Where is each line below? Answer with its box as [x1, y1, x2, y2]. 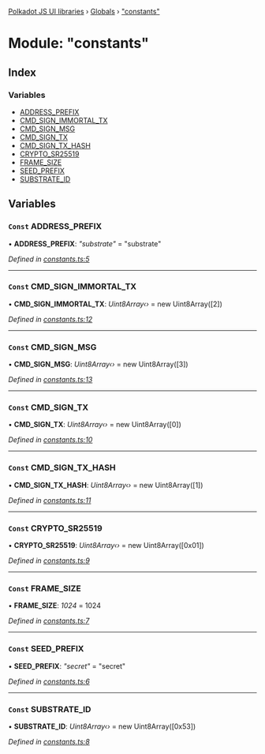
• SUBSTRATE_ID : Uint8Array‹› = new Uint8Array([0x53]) [8, 722, 196, 731]
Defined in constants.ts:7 [8, 616, 90, 626]
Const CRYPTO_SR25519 [8, 523, 103, 534]
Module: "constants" [8, 35, 150, 52]
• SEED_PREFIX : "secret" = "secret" [8, 661, 126, 670]
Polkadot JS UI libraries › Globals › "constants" [8, 7, 160, 16]
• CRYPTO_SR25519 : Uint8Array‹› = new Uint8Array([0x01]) [8, 541, 205, 550]
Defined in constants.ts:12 [8, 314, 93, 324]
